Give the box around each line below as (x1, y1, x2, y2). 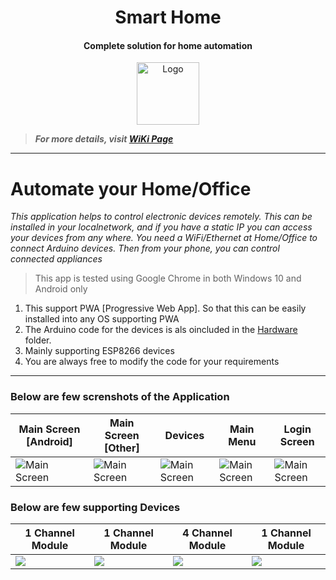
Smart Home (114, 6, 222, 29)
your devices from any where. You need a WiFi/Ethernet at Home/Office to (10, 232, 318, 244)
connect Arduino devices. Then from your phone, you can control (10, 242, 280, 255)
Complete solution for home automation (83, 39, 253, 51)
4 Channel (182, 526, 233, 540)
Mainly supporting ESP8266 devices (24, 345, 175, 357)
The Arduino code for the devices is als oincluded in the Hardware (24, 324, 298, 336)
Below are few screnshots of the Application (10, 390, 230, 404)
